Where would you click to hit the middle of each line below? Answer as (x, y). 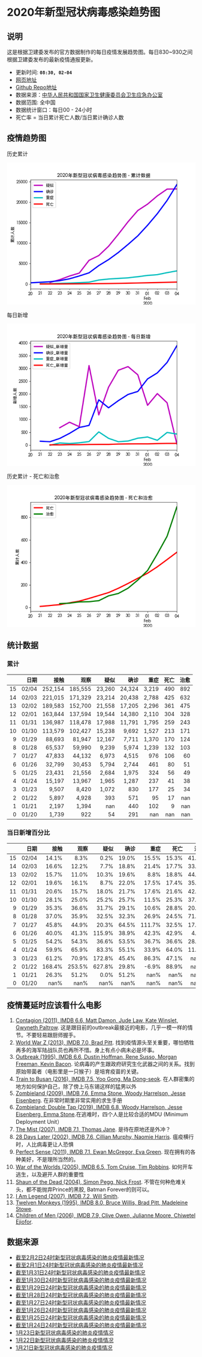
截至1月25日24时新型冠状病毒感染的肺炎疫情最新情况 (81, 1318)
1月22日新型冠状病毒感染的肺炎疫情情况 (64, 1340)
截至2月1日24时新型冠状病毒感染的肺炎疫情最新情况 (79, 1265)
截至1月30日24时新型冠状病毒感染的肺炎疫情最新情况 (81, 1280)
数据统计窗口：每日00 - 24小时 (54, 110)
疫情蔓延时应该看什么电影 (54, 1006)
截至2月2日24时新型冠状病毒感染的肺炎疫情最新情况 (80, 1258)
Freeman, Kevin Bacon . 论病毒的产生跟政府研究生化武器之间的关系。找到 (105, 1064)
